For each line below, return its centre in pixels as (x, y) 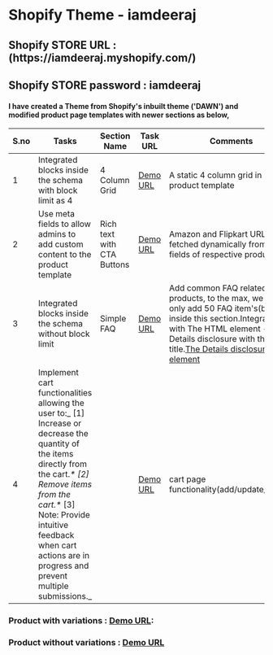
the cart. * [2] (63, 474)
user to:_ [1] (61, 413)
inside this (189, 319)
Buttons (115, 264)
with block (58, 190)
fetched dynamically (208, 244)
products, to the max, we (217, 299)
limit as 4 (55, 201)
